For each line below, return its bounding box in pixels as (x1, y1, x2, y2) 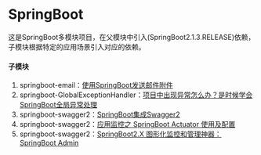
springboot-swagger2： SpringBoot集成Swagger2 (19, 110, 180, 119)
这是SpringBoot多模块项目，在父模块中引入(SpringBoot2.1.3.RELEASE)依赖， (8, 32, 256, 41)
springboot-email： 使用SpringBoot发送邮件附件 (19, 81, 174, 90)
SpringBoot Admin (19, 139, 79, 148)
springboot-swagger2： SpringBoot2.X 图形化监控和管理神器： (19, 129, 222, 139)
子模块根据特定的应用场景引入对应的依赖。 (8, 41, 146, 52)
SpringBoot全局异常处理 (19, 100, 98, 110)
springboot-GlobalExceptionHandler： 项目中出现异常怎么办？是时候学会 (19, 90, 253, 99)
